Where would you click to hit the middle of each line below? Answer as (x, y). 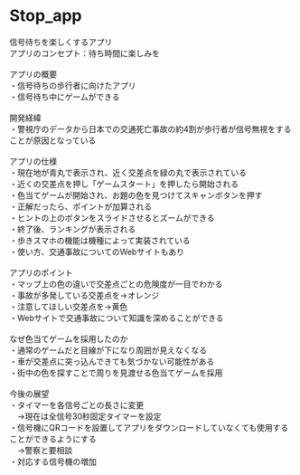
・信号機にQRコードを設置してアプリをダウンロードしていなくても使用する (149, 427)
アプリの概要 (33, 74)
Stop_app (46, 16)
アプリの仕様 (33, 161)
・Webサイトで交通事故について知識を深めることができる (117, 318)
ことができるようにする (53, 439)
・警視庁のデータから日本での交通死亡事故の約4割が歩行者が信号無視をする (150, 128)
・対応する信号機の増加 (53, 461)
